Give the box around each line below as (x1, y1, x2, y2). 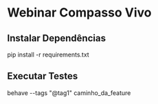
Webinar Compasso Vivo (7, 5, 153, 21)
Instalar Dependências (7, 32, 106, 44)
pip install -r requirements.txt (7, 50, 89, 59)
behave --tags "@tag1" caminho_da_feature (7, 88, 131, 97)
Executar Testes (7, 70, 78, 82)
